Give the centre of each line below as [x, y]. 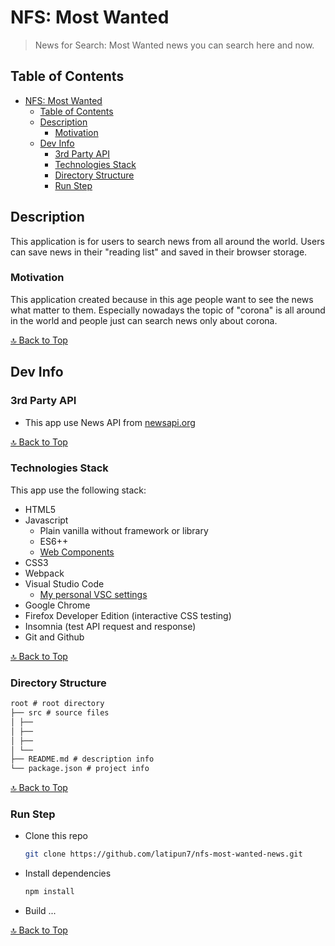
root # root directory [57, 704]
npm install [49, 892]
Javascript [46, 520]
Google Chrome [57, 605]
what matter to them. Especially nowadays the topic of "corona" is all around [168, 310]
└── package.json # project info [80, 769]
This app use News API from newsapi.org [110, 422]
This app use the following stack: [78, 490]
